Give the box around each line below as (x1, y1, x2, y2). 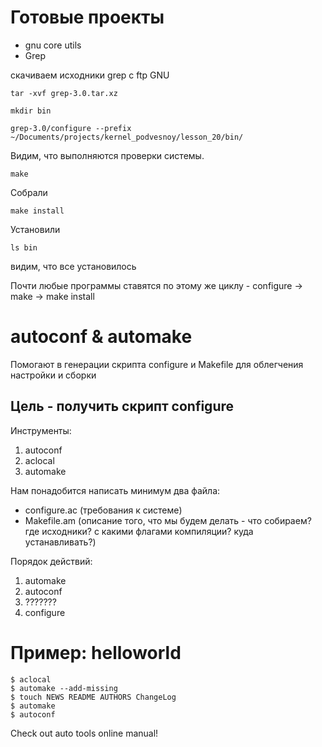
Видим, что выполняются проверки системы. (10, 149, 205, 161)
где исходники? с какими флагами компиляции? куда (24, 525, 254, 537)
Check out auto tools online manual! (10, 727, 159, 739)
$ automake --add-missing (10, 683, 118, 693)
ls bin (10, 242, 38, 253)
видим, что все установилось (10, 260, 137, 272)
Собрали (10, 186, 48, 198)
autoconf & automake (10, 326, 193, 348)
